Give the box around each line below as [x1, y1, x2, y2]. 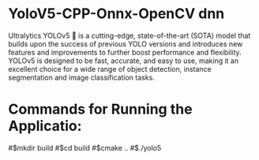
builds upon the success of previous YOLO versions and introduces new [8, 39, 243, 48]
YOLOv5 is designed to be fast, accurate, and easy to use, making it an [8, 56, 239, 65]
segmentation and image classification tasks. [8, 73, 156, 82]
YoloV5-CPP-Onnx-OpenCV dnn [8, 5, 225, 23]
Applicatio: [8, 117, 82, 135]
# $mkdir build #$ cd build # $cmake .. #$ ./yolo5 [8, 143, 162, 152]
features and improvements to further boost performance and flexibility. [8, 47, 242, 57]
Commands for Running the [8, 100, 193, 118]
